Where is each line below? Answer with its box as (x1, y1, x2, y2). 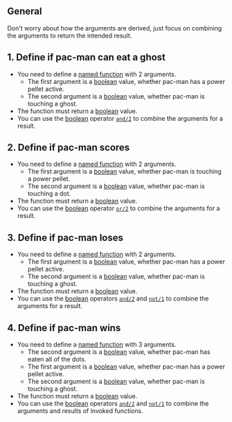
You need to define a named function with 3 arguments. (17, 340, 177, 349)
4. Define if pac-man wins (7, 322, 121, 334)
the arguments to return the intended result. (7, 31, 132, 40)
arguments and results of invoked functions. (17, 407, 143, 415)
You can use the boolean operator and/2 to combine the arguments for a (17, 114, 224, 122)
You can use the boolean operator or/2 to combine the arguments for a (17, 204, 220, 212)
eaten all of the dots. (27, 355, 87, 364)
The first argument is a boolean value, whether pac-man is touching (27, 167, 222, 176)
